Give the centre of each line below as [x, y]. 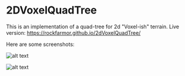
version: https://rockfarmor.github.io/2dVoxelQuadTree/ [73, 32]
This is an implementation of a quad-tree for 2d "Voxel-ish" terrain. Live [93, 27]
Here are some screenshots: [40, 44]
